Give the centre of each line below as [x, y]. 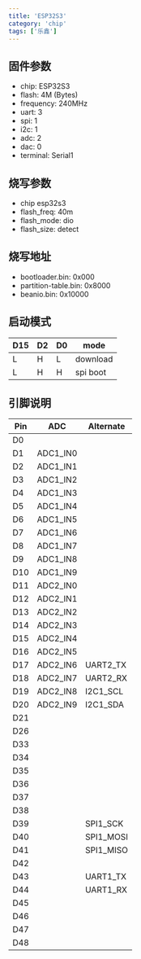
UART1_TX [106, 877]
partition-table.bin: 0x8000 [65, 285]
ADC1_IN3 [57, 493]
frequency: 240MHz [54, 103]
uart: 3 [31, 112]
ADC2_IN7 [57, 678]
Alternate [107, 427]
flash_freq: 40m [47, 212]
